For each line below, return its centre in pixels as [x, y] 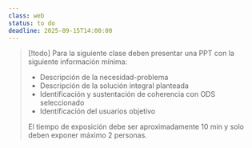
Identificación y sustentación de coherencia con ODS [128, 94]
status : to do [32, 23]
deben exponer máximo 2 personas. [88, 135]
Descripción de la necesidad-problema [104, 78]
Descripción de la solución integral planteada [114, 86]
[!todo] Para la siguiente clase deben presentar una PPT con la [131, 54]
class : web [26, 16]
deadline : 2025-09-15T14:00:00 [60, 30]
